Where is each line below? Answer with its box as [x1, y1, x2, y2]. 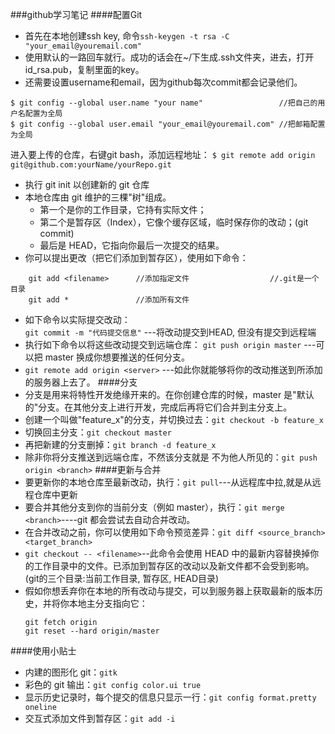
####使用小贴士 [10, 645, 77, 657]
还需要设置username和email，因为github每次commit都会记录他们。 [24, 76, 303, 88]
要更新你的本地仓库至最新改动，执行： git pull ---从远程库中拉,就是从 [24, 476, 313, 488]
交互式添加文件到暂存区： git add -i [24, 713, 176, 724]
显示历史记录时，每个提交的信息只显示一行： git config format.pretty [24, 691, 317, 703]
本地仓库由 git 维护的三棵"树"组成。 [24, 191, 172, 203]
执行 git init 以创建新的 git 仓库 [24, 179, 150, 190]
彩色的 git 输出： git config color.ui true [24, 679, 202, 690]
